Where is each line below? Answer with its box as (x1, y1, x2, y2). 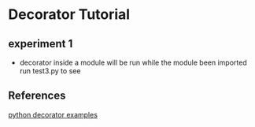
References (8, 89, 66, 103)
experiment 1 (8, 37, 73, 50)
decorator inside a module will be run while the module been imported (19, 58, 247, 67)
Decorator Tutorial (8, 6, 131, 24)
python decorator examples (8, 110, 98, 119)
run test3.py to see (19, 66, 81, 76)
